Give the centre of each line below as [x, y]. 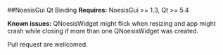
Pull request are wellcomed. [47, 44]
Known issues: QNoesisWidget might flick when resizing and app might [111, 23]
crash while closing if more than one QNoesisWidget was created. [103, 31]
